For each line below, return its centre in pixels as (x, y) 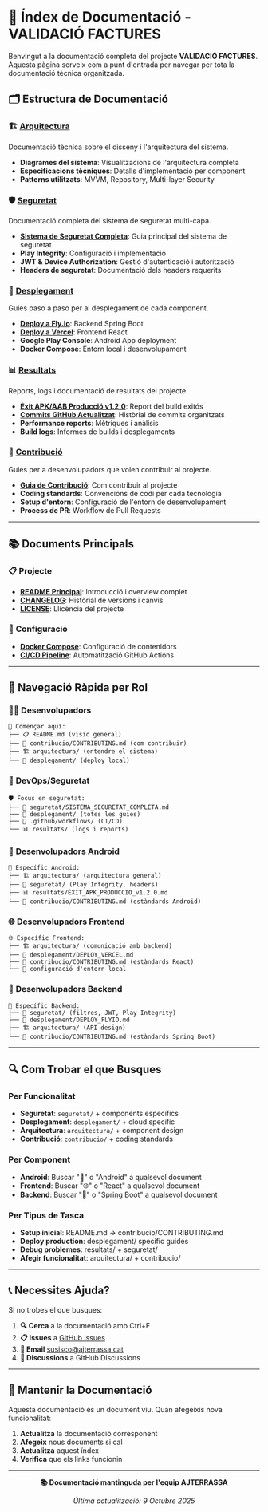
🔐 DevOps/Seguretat (49, 780)
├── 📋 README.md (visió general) (65, 735)
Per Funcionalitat (42, 1096)
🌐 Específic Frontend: (47, 938)
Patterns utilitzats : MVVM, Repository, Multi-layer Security (117, 179)
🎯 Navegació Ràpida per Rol (78, 687)
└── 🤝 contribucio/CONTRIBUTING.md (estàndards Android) (105, 902)
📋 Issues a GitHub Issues (63, 1337)
